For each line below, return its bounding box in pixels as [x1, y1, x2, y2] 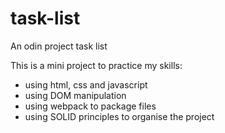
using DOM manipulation [24, 89, 127, 101]
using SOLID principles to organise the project [24, 110, 215, 122]
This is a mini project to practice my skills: [10, 59, 183, 71]
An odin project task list [10, 40, 108, 52]
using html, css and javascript [24, 78, 148, 91]
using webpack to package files [24, 100, 157, 112]
